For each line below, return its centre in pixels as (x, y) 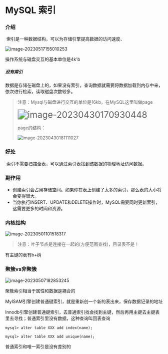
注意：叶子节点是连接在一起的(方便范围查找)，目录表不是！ (78, 244)
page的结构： (31, 128)
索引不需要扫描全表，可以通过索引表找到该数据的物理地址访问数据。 (76, 164)
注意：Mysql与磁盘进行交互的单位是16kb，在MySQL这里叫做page (85, 102)
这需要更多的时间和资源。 (39, 209)
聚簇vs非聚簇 (21, 269)
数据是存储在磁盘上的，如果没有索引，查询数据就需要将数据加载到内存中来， (84, 85)
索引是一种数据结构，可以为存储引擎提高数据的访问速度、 (65, 39)
